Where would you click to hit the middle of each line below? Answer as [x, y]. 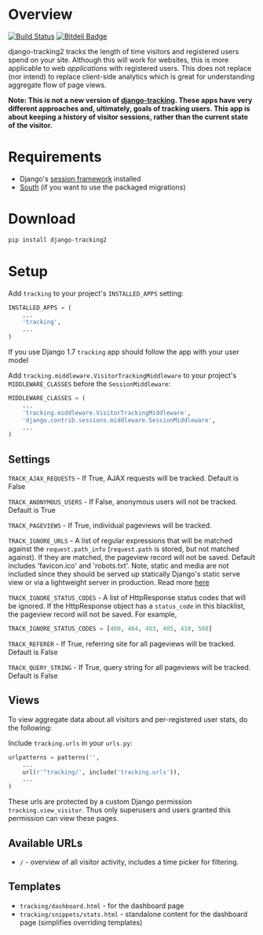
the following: [30, 727]
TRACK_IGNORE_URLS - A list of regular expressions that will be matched [121, 541]
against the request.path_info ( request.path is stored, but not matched [124, 549]
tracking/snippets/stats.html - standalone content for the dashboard [133, 914]
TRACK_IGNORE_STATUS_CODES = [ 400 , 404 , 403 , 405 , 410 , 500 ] [110, 629]
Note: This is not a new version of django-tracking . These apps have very [130, 100]
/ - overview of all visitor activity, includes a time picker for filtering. [129, 862]
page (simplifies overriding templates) [81, 922]
